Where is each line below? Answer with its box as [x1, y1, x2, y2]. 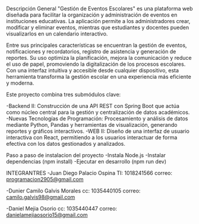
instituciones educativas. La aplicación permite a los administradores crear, [6, 18, 191, 24]
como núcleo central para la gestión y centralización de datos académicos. [6, 109, 190, 116]
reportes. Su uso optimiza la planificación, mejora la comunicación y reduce [6, 55, 192, 61]
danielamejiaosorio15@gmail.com [6, 212, 88, 218]
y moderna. [6, 79, 34, 87]
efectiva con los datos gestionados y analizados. [6, 140, 126, 147]
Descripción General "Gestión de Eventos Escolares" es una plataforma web [6, 5, 193, 12]
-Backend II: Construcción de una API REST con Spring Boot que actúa [6, 103, 180, 109]
